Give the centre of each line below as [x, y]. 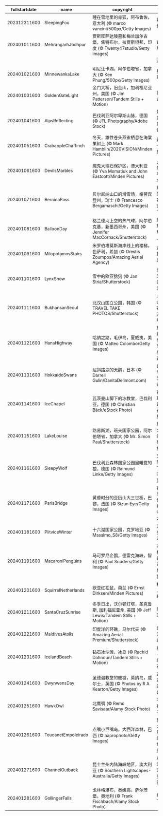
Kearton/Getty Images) [115, 689]
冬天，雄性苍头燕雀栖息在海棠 [122, 137]
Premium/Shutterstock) [116, 640]
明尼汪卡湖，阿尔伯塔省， [118, 68]
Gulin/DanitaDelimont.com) [119, 380]
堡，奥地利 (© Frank [113, 796]
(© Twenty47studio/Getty [124, 48]
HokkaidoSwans [61, 375]
